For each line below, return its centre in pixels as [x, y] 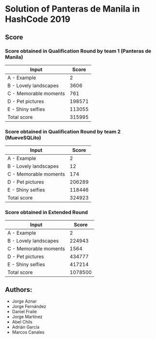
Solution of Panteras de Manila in [72, 9]
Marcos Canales [28, 332]
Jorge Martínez [27, 317]
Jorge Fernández [29, 307]
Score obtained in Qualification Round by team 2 [63, 131]
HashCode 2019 [38, 19]
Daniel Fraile [24, 312]
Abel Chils [22, 322]
